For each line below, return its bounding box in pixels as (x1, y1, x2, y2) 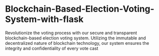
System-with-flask (5, 14, 84, 25)
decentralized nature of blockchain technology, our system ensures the (5, 40, 150, 46)
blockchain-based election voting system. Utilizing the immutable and (5, 35, 146, 41)
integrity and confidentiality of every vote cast (5, 45, 99, 51)
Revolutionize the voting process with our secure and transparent (5, 30, 137, 36)
